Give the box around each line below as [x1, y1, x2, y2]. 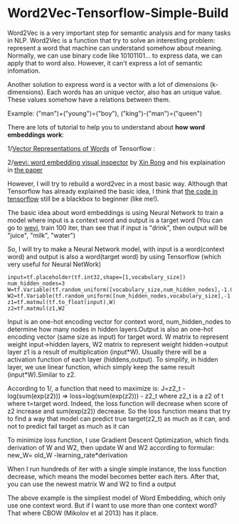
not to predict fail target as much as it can [7, 421, 129, 430]
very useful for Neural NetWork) [7, 260, 102, 268]
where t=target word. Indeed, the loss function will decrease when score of [7, 399, 228, 407]
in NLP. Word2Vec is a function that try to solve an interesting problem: [7, 36, 216, 44]
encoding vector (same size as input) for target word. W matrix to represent [7, 332, 229, 341]
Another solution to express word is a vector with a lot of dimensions [7, 80, 208, 88]
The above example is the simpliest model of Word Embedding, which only [7, 493, 226, 502]
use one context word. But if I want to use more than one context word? [7, 501, 218, 510]
